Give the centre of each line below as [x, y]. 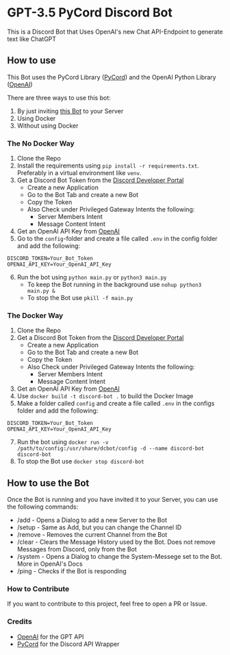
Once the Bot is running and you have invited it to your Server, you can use [113, 500]
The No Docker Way [41, 143]
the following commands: [43, 507]
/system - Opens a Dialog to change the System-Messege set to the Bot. [119, 557]
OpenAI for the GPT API [50, 636]
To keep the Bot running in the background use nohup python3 [114, 285]
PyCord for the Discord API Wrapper [68, 644]
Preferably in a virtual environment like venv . [79, 173]
